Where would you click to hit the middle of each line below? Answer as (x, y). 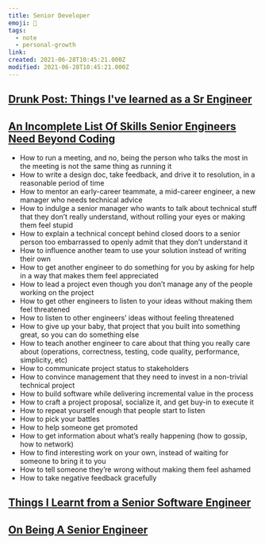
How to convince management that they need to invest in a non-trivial (134, 377)
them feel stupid (46, 225)
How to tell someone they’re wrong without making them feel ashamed (135, 469)
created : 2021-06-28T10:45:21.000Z (67, 60)
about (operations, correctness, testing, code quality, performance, (130, 351)
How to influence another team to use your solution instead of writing (133, 250)
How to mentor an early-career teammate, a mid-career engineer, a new (138, 191)
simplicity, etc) (44, 360)
